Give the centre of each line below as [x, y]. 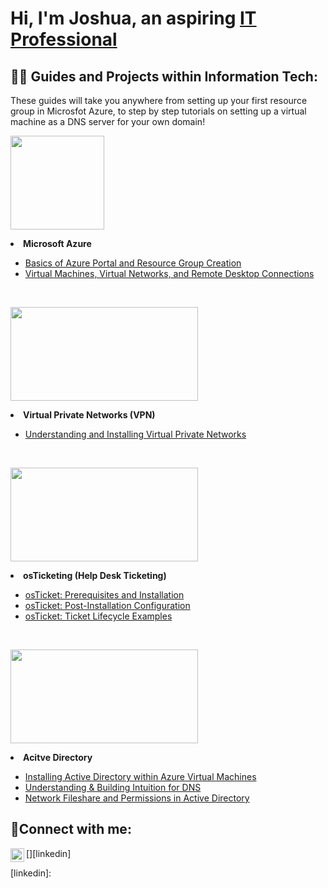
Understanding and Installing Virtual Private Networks [135, 434]
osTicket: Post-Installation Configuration [107, 605]
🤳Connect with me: [71, 829]
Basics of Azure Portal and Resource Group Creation [133, 263]
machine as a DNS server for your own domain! [108, 121]
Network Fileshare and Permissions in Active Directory [137, 798]
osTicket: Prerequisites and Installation [104, 595]
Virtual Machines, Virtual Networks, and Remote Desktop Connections [169, 273]
